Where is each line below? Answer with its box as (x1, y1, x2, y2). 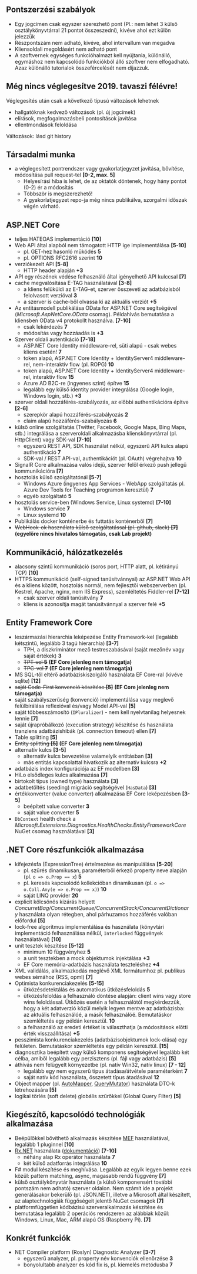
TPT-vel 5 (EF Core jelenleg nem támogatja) (23, 658, 132, 666)
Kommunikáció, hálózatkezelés (6, 547, 123, 557)
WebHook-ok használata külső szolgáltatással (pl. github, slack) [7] (14, 524, 178, 531)
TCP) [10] (14, 569, 38, 577)
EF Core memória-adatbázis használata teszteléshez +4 (23, 961, 160, 968)
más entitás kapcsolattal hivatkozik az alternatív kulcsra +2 (23, 758, 166, 766)
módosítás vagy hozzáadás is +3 (23, 330, 104, 337)
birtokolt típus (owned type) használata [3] (14, 777, 119, 784)
